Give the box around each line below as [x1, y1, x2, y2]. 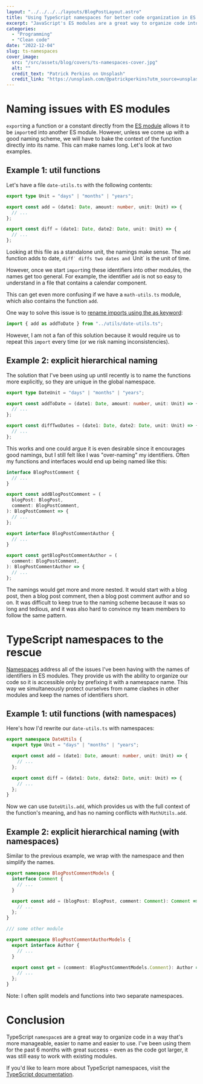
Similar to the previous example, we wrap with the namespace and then [6, 852, 184, 859]
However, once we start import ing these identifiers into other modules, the [6, 266, 192, 274]
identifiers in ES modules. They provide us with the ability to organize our [6, 672, 188, 679]
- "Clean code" [11, 37, 50, 43]
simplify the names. [6, 859, 56, 866]
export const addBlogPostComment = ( [6, 492, 101, 498]
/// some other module [6, 926, 63, 932]
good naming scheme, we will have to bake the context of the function [6, 135, 182, 143]
